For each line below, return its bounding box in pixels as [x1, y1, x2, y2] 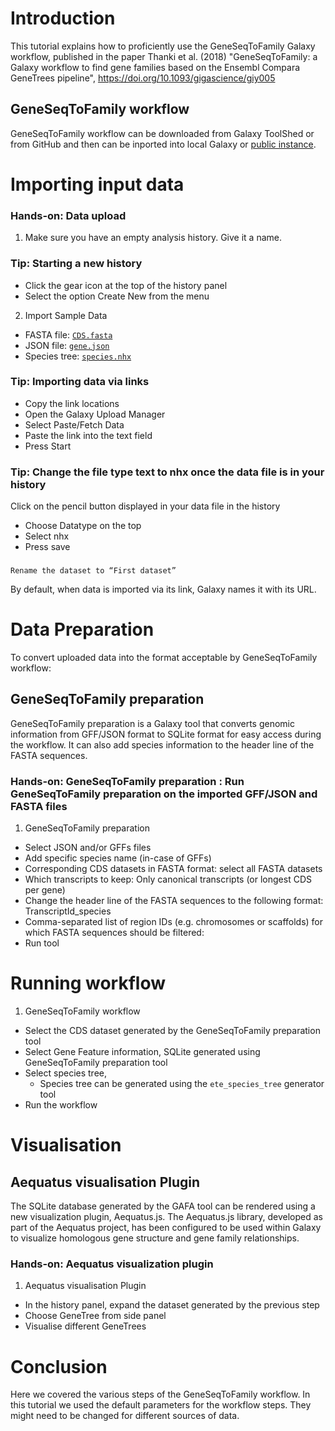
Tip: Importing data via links [10, 375, 150, 389]
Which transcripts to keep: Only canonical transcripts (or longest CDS [24, 873, 312, 886]
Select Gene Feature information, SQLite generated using [24, 1046, 261, 1058]
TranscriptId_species [24, 905, 112, 917]
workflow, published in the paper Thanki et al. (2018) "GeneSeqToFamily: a [10, 50, 318, 62]
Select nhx [24, 530, 70, 542]
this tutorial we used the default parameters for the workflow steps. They [10, 1399, 312, 1411]
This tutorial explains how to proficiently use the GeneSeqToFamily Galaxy [10, 40, 316, 52]
